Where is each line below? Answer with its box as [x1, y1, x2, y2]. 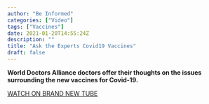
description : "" [7, 36, 55, 43]
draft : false [7, 50, 46, 57]
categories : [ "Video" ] [7, 17, 74, 24]
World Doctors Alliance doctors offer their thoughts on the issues [7, 68, 202, 77]
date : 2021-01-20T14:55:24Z [7, 29, 90, 37]
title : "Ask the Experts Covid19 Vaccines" [7, 43, 137, 50]
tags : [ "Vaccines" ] [7, 23, 65, 30]
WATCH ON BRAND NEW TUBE [7, 89, 98, 98]
